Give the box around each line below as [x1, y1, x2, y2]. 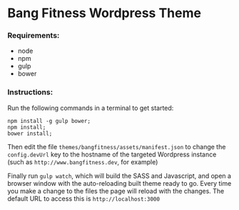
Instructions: [7, 87, 54, 97]
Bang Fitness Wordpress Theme [7, 5, 202, 21]
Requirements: [7, 31, 60, 41]
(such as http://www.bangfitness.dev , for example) [7, 157, 158, 166]
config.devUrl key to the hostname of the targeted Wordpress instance [7, 150, 217, 159]
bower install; [7, 130, 53, 137]
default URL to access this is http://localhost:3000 [7, 194, 161, 203]
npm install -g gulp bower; [7, 117, 91, 124]
